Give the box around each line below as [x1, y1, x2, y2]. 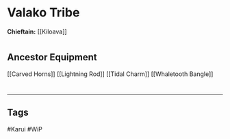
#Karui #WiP [7, 125, 43, 133]
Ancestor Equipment [7, 51, 97, 63]
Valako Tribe [7, 5, 80, 21]
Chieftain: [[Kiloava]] [7, 27, 67, 36]
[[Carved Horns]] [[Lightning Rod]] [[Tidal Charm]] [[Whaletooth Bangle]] [7, 70, 214, 78]
